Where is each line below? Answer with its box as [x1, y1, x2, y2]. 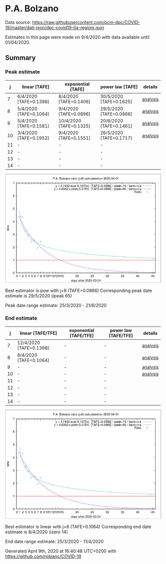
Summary [5, 54, 36, 62]
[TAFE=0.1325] [58, 123, 90, 129]
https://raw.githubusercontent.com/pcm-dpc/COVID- [32, 19, 141, 25]
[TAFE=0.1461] [100, 123, 132, 129]
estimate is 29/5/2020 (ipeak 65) [5, 293, 73, 299]
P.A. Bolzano [5, 3, 59, 14]
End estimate [5, 315, 38, 322]
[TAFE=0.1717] [100, 135, 132, 141]
